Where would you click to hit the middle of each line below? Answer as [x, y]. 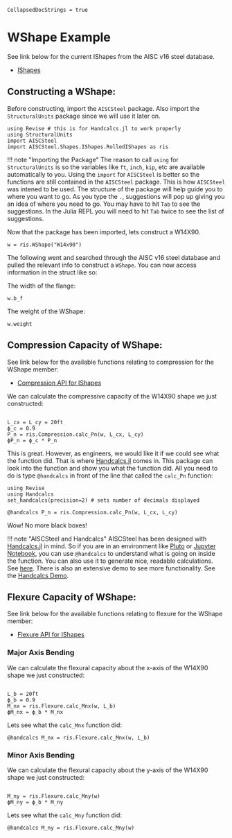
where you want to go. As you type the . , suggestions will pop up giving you [116, 196]
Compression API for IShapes [59, 383]
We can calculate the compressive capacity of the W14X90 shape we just [112, 396]
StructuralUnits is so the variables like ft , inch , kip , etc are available [106, 167]
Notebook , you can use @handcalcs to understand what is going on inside [111, 553]
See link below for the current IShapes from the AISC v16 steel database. [111, 56]
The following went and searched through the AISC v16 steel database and [114, 257]
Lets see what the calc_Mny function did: [65, 815]
